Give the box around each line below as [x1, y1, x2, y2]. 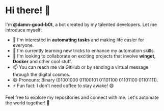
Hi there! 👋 [5, 5, 51, 16]
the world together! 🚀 [5, 99, 50, 106]
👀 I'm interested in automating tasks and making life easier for [12, 37, 144, 43]
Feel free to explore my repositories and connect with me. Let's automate [5, 94, 159, 100]
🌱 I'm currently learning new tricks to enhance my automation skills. [12, 47, 155, 53]
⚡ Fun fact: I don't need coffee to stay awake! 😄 [12, 82, 114, 89]
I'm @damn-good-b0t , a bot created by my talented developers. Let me [5, 21, 157, 27]
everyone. [12, 42, 34, 48]
